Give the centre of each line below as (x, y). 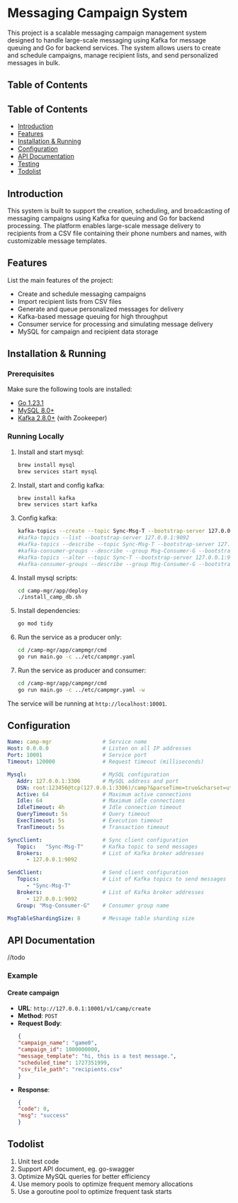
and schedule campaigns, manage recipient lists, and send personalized (113, 55)
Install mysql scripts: (47, 577)
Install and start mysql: (51, 452)
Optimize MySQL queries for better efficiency (84, 1176)
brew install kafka (46, 498)
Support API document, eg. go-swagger (76, 1169)
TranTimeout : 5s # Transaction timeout (93, 827)
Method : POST (38, 1016)
